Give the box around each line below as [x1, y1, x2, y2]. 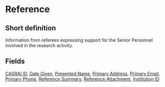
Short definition [5, 24, 56, 32]
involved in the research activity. [5, 42, 73, 49]
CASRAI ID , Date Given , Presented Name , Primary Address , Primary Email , [5, 70, 160, 76]
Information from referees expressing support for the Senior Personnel [5, 37, 153, 43]
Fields [5, 57, 25, 66]
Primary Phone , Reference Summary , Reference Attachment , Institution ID [5, 76, 160, 82]
